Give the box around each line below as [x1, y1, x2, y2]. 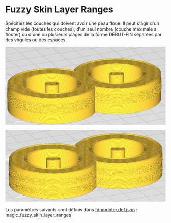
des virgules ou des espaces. [5, 37, 67, 43]
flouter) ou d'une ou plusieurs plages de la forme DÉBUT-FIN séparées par [5, 31, 162, 37]
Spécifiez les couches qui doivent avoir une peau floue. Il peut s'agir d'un [5, 20, 159, 26]
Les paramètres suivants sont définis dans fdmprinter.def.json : [5, 206, 138, 212]
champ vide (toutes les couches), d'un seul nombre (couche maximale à [5, 25, 157, 32]
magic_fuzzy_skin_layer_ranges [5, 212, 71, 218]
